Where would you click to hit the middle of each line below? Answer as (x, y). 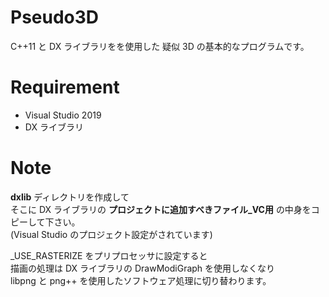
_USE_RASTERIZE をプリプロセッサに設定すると (109, 255)
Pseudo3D (55, 17)
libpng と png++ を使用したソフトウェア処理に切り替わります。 (141, 280)
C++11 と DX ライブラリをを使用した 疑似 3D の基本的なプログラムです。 (160, 46)
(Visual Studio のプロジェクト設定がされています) (111, 234)
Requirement (65, 87)
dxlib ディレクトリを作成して (70, 197)
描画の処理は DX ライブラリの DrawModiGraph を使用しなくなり (143, 268)
